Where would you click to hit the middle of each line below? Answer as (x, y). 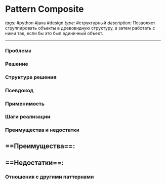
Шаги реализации (28, 117)
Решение (17, 64)
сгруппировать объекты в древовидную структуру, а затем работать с (80, 28)
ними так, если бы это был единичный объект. (54, 33)
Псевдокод (19, 90)
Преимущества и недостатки (42, 130)
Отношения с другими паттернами (50, 177)
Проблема (18, 50)
